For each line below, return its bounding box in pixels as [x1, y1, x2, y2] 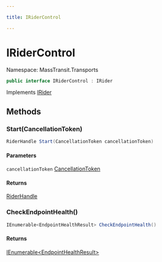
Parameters [6, 152, 37, 159]
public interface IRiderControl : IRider [6, 77, 113, 84]
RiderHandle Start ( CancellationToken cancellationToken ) [6, 138, 154, 145]
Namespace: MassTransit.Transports [6, 66, 99, 73]
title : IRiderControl [6, 14, 62, 20]
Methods [6, 106, 41, 116]
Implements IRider [6, 89, 52, 96]
